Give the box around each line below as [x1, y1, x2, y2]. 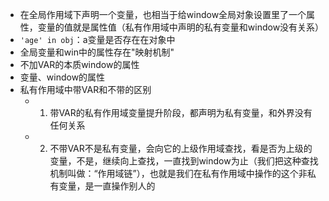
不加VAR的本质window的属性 [19, 59, 140, 70]
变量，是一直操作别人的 [58, 180, 156, 192]
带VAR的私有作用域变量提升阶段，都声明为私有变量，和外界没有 [49, 107, 313, 118]
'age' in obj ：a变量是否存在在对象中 [19, 34, 176, 45]
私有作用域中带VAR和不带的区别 [19, 84, 152, 95]
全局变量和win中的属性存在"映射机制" [19, 46, 175, 58]
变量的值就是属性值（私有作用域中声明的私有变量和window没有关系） [37, 21, 325, 33]
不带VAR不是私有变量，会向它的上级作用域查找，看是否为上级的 [49, 143, 313, 154]
